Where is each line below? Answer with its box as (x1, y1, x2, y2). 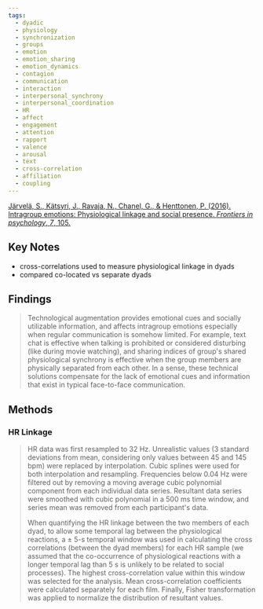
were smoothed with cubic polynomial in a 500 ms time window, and (27, 494, 250, 504)
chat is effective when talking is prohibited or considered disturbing (27, 339, 246, 348)
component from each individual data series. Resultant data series (27, 486, 242, 496)
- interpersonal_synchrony (15, 92, 104, 100)
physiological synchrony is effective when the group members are (27, 355, 242, 365)
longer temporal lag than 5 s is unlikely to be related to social (27, 559, 225, 570)
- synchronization (15, 33, 76, 42)
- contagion (15, 70, 55, 78)
